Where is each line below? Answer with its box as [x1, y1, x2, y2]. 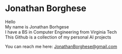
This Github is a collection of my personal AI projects [5, 34, 111, 40]
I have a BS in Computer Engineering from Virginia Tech [5, 29, 117, 35]
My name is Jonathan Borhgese [5, 24, 69, 29]
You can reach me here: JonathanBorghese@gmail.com [5, 43, 118, 49]
